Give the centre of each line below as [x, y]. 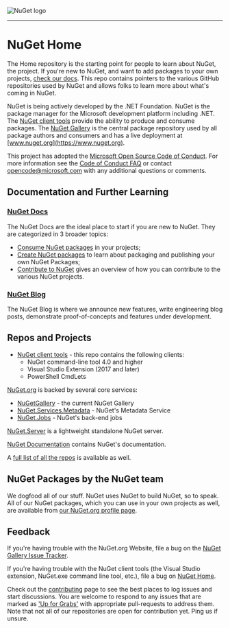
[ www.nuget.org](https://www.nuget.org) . [66, 142]
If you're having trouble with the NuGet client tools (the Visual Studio [104, 569]
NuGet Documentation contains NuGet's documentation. [87, 444]
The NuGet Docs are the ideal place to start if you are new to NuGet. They [111, 226]
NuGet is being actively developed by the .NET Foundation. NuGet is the [109, 106]
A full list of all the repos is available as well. [69, 457]
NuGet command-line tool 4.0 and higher [85, 362]
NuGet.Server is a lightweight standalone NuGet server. [85, 431]
